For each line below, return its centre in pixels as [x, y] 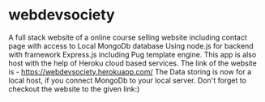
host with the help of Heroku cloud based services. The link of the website [132, 63]
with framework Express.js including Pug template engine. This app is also [132, 54]
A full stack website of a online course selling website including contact [128, 37]
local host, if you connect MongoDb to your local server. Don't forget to [128, 80]
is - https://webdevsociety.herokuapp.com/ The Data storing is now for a [130, 71]
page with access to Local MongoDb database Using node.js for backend [131, 45]
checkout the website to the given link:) [74, 89]
